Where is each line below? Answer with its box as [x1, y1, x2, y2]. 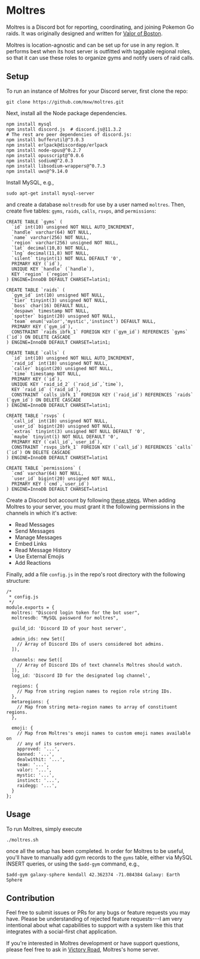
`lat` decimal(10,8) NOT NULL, [11, 245, 90, 251]
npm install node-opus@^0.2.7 [6, 147, 82, 153]
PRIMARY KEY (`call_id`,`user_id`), [11, 438, 103, 445]
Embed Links [14, 540, 47, 547]
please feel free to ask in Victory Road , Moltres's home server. [6, 946, 160, 953]
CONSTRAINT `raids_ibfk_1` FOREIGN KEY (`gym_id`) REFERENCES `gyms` [11, 329, 188, 335]
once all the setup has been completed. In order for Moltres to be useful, [6, 847, 185, 854]
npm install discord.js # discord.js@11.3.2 [6, 126, 121, 132]
